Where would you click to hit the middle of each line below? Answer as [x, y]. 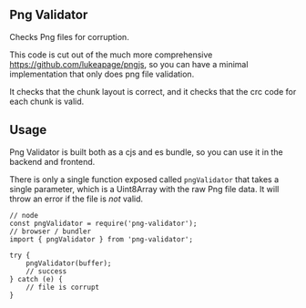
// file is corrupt [63, 287]
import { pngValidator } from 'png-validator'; [102, 239]
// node [24, 215]
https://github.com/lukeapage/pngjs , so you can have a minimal [129, 64]
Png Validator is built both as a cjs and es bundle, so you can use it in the [147, 152]
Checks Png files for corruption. [69, 36]
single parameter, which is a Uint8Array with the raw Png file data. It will [144, 189]
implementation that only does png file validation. [102, 74]
